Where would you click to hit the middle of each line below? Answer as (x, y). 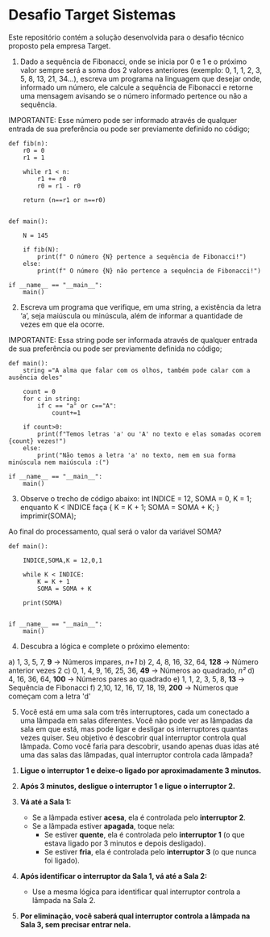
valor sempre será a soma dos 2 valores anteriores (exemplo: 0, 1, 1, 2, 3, (141, 70)
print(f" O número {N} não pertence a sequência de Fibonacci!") (150, 271)
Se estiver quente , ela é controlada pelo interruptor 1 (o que (144, 834)
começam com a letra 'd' (50, 696)
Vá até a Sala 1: (46, 801)
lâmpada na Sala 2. (64, 900)
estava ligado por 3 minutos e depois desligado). (125, 843)
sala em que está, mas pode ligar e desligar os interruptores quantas (134, 728)
